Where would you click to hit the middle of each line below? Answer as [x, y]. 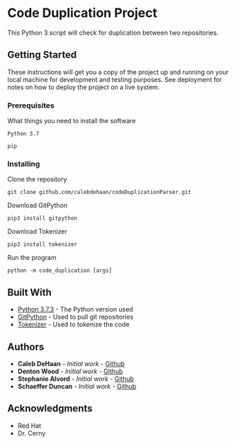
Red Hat [29, 426]
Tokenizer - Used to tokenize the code [73, 324]
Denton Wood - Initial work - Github [70, 371]
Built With [29, 292]
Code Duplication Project [82, 13]
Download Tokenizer [37, 232]
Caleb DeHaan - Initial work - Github [71, 363]
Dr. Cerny [31, 433]
